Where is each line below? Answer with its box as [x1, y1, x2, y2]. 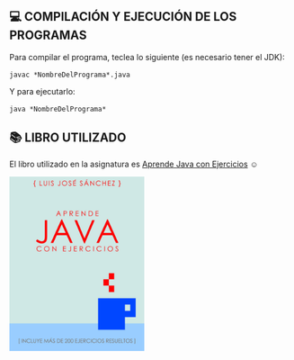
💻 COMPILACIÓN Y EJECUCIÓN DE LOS [9, 9, 237, 24]
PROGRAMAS [9, 28, 87, 43]
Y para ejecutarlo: [9, 85, 76, 96]
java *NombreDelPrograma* [9, 104, 106, 113]
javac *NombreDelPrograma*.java [9, 70, 130, 79]
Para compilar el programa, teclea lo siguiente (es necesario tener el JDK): [9, 51, 285, 62]
